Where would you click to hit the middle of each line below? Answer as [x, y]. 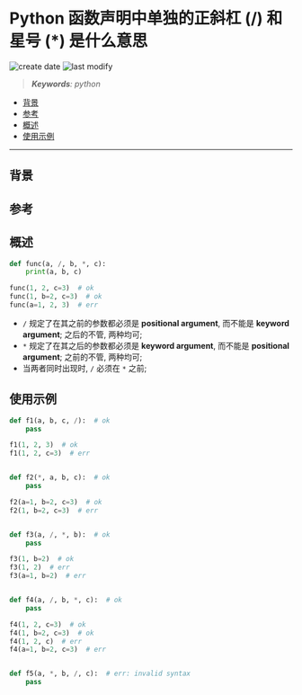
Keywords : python [66, 84]
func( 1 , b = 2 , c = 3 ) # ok [56, 297]
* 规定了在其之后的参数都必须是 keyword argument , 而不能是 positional [156, 345]
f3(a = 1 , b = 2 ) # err [48, 576]
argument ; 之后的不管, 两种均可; [82, 334]
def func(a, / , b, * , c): [58, 263]
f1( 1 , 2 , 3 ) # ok [44, 445]
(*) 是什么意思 [96, 41]
